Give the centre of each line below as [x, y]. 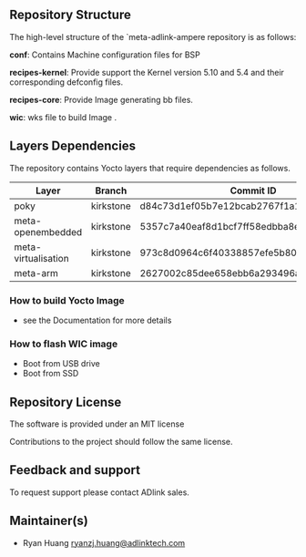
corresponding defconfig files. [66, 82]
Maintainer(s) [49, 521]
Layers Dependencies [73, 146]
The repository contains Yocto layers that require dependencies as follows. [150, 168]
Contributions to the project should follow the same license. [121, 442]
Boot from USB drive [61, 364]
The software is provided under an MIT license [97, 424]
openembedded [48, 232]
